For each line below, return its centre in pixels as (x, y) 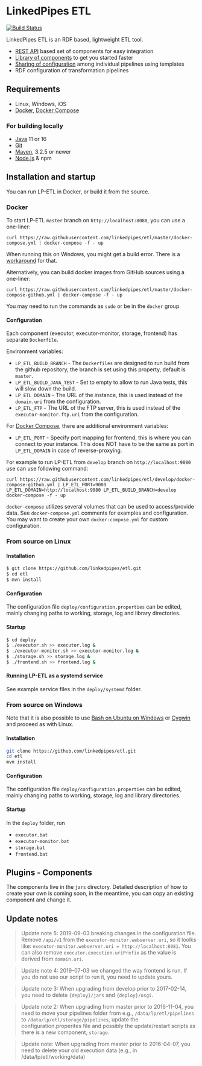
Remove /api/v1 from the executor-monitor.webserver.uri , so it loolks (109, 940)
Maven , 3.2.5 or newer (43, 152)
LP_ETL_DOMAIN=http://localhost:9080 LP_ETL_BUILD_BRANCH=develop (91, 490)
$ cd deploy (21, 640)
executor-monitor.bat (42, 841)
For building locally (35, 126)
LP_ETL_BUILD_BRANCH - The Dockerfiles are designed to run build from (102, 363)
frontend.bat (31, 854)
